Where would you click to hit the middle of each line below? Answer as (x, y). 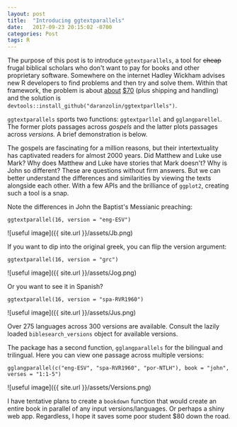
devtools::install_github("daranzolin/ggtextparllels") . (92, 106)
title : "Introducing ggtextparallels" (66, 21)
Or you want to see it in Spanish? (56, 287)
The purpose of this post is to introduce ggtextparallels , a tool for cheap (114, 60)
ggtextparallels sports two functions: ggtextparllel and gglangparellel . (115, 119)
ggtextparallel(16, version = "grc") (63, 260)
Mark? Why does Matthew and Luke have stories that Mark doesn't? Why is (117, 163)
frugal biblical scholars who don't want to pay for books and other (104, 68)
